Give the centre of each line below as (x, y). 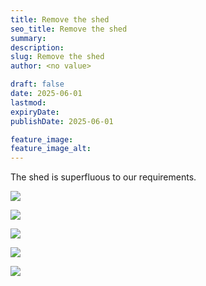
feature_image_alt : (51, 149)
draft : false (37, 84)
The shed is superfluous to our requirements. (103, 177)
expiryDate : (35, 112)
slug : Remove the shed (57, 57)
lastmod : (28, 102)
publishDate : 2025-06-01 (62, 121)
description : (37, 47)
